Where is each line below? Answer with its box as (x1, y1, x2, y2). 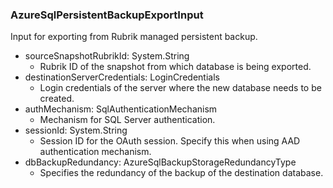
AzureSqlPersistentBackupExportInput (10, 8, 204, 22)
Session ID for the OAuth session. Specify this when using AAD (39, 135, 301, 147)
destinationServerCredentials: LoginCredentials (24, 71, 220, 83)
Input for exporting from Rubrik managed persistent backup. (10, 31, 258, 43)
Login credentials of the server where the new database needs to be (39, 82, 322, 94)
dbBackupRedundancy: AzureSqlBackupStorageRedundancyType (24, 156, 297, 168)
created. (39, 93, 75, 105)
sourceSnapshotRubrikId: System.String (24, 50, 190, 62)
